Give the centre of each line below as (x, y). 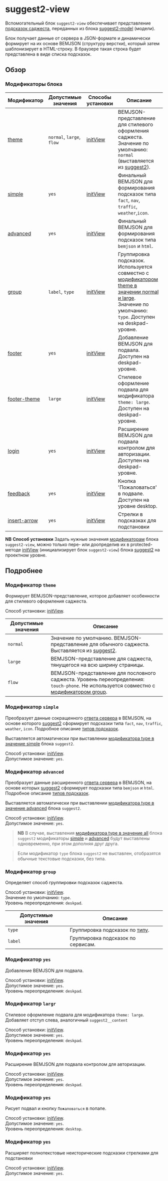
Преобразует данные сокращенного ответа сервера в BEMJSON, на (78, 718)
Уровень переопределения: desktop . (44, 1129)
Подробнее (24, 571)
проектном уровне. (26, 555)
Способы (100, 97)
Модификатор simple (32, 707)
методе (13, 549)
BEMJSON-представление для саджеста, (101, 659)
